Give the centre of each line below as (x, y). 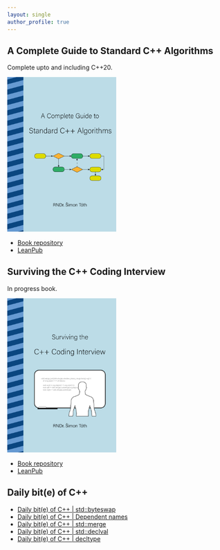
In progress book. (32, 288)
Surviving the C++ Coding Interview (86, 272)
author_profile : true (38, 22)
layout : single (29, 15)
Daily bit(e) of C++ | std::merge (62, 524)
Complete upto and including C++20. (60, 68)
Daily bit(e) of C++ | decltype (59, 539)
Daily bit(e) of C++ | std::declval (63, 531)
